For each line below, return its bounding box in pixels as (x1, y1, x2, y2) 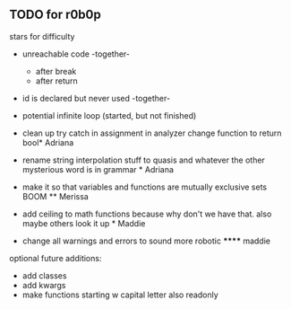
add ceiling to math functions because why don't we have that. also (21, 208, 272, 219)
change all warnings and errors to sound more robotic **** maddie (21, 235, 271, 246)
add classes (21, 269, 67, 281)
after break (35, 66, 77, 76)
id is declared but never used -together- (21, 93, 171, 103)
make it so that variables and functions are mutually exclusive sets (21, 181, 267, 192)
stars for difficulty (9, 31, 75, 41)
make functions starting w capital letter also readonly (21, 289, 219, 300)
